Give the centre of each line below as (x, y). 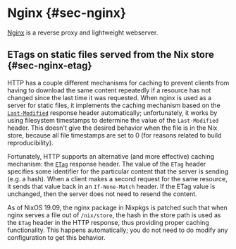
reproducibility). (31, 142)
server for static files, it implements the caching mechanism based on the (114, 105)
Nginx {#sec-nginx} (67, 13)
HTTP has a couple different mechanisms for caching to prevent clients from (118, 83)
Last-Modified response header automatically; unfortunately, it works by (112, 113)
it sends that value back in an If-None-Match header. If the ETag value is (111, 186)
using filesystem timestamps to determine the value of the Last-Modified (113, 120)
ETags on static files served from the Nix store (111, 55)
